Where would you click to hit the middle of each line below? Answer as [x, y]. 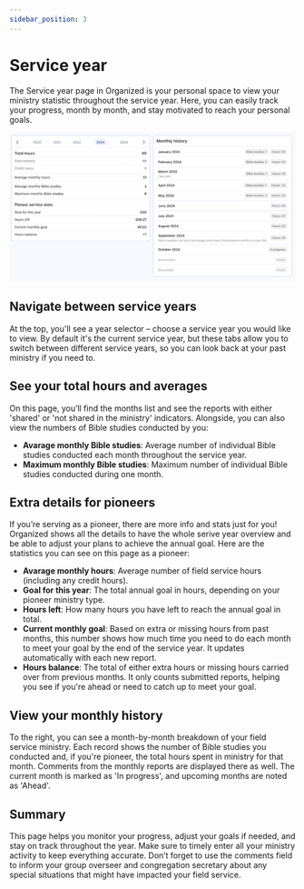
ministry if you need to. [53, 357]
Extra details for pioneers [83, 502]
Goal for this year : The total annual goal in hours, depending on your [151, 590]
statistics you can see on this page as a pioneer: [100, 554]
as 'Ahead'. [30, 785]
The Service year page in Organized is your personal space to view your [144, 90]
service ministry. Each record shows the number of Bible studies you [138, 747]
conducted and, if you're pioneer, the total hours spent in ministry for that [147, 757]
